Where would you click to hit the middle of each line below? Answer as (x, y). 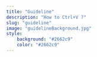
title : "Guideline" (30, 12)
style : (14, 34)
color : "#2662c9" (38, 45)
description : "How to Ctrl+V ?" (46, 17)
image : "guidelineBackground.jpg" (49, 28)
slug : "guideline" (29, 23)
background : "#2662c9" (45, 39)
